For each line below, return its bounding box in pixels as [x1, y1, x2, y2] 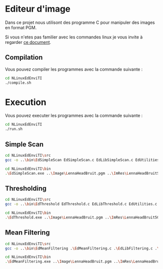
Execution [5, 96, 47, 108]
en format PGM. [5, 24, 37, 30]
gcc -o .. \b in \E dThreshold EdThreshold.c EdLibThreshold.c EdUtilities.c [5, 202, 158, 207]
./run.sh [5, 126, 23, 132]
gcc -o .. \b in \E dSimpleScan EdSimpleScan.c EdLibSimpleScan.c [5, 157, 133, 162]
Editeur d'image [5, 3, 71, 15]
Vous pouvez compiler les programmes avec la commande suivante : [5, 66, 143, 72]
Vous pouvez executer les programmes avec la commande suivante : [5, 113, 143, 119]
